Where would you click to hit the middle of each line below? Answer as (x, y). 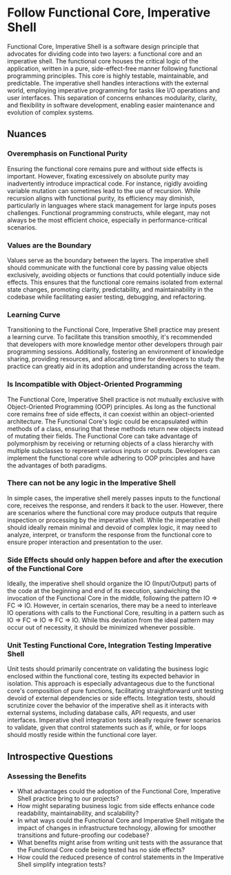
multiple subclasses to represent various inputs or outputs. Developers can (114, 450)
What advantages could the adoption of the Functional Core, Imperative (119, 792)
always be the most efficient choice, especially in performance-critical (107, 220)
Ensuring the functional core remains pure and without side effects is (105, 169)
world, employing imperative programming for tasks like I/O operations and (114, 90)
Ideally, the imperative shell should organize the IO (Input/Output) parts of (112, 583)
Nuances (27, 134)
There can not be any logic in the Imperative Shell (91, 483)
